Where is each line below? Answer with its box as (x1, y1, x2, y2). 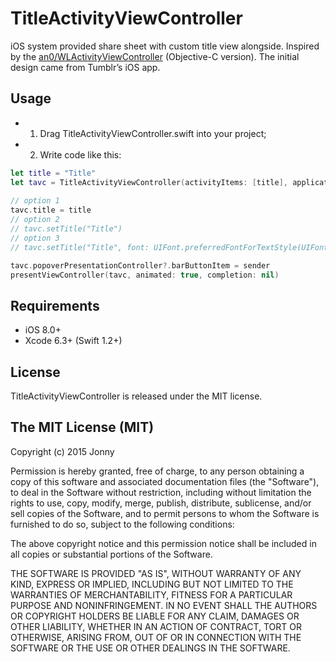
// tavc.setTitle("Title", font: (10, 242, 150, 252)
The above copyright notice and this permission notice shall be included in (10, 537, 317, 549)
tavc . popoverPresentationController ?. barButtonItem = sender (10, 260, 271, 271)
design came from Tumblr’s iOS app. (10, 61, 161, 73)
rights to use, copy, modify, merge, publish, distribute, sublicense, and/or (10, 497, 312, 509)
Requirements (10, 297, 100, 314)
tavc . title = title (10, 205, 92, 216)
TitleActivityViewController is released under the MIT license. (10, 390, 263, 402)
